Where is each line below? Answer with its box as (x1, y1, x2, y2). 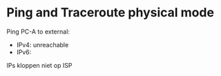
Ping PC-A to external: (6, 27, 70, 36)
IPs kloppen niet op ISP (6, 61, 73, 69)
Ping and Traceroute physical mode (6, 5, 215, 21)
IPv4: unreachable (16, 40, 69, 49)
